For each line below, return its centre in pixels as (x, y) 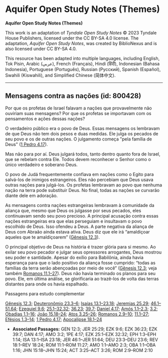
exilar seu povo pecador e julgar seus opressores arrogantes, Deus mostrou (83, 252)
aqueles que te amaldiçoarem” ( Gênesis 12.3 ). (52, 237)
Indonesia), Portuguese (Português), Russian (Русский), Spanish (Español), (83, 69)
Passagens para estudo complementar (45, 293)
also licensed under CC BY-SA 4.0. (41, 48)
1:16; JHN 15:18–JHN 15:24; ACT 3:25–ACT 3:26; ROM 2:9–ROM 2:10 (83, 350)
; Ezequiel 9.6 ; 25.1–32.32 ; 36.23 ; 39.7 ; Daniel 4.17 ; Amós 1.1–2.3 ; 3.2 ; (87, 308)
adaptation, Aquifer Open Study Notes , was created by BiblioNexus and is (81, 43)
